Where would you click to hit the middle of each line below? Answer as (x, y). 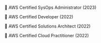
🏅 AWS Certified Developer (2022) (39, 17)
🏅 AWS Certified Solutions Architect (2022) (48, 26)
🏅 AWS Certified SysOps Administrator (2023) (50, 7)
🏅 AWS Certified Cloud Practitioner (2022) (47, 36)
